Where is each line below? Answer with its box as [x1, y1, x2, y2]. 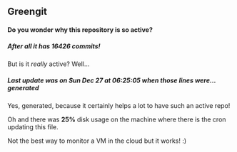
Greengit [7, 6, 48, 18]
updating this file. [7, 122, 59, 131]
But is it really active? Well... [7, 60, 90, 68]
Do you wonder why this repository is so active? [7, 25, 153, 34]
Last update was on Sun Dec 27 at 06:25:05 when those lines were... [7, 76, 216, 85]
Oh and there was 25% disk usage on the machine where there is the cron [7, 115, 226, 124]
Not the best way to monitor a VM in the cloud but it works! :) [7, 136, 187, 145]
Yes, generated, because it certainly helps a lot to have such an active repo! [7, 101, 231, 109]
